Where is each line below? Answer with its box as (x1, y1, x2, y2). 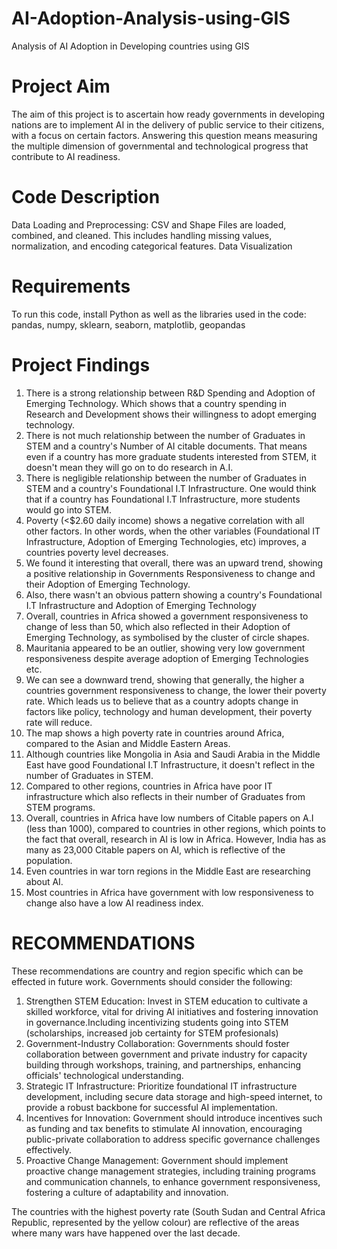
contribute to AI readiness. (11, 150, 121, 162)
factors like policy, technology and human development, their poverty (25, 705, 313, 717)
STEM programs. (25, 801, 96, 813)
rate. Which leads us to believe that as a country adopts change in (25, 695, 299, 707)
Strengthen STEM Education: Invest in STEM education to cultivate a (25, 995, 308, 1007)
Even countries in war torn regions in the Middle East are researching (25, 865, 311, 877)
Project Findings (11, 353, 151, 376)
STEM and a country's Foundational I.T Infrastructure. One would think (25, 482, 317, 494)
